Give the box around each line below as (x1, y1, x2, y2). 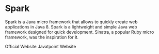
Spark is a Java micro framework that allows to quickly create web (5, 19, 138, 25)
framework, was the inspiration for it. (5, 34, 79, 40)
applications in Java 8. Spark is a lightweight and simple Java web (5, 24, 137, 29)
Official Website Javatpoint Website (5, 43, 76, 49)
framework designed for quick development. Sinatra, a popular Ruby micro (5, 29, 154, 35)
